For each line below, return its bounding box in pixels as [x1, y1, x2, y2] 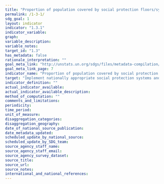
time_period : [5, 107, 32, 113]
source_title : [5, 158, 34, 162]
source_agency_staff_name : [5, 144, 60, 149]
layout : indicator [5, 21, 42, 26]
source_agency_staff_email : [5, 149, 62, 154]
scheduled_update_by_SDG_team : [5, 139, 69, 145]
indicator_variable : [5, 30, 47, 35]
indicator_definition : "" [5, 80, 58, 85]
